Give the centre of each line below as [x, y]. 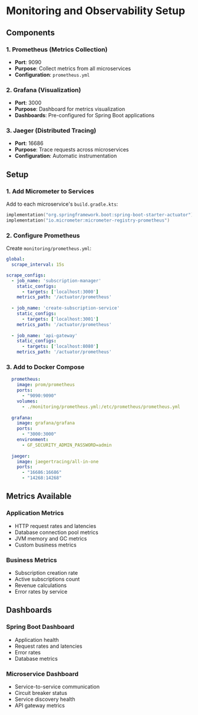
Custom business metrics [45, 545]
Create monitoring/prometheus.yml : [49, 248]
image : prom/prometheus [46, 385]
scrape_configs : [26, 275]
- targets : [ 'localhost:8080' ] [60, 347]
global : [16, 259]
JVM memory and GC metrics [51, 538]
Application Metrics [35, 513]
